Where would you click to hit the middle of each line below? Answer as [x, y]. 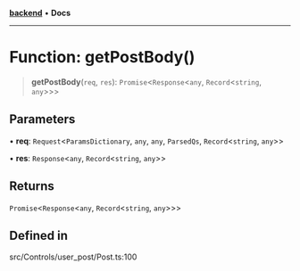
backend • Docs [40, 13]
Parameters [42, 119]
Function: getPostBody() [102, 57]
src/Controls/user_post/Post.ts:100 [73, 257]
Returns [32, 186]
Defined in [39, 235]
